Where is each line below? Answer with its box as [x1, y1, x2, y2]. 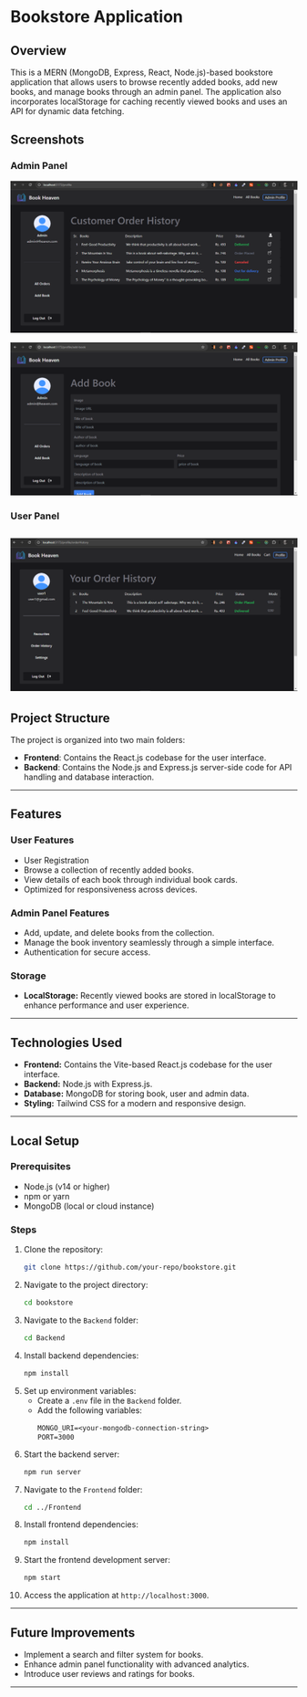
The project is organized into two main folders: [10, 735, 186, 746]
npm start [23, 1573, 62, 1583]
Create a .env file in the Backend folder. [36, 1395, 182, 1406]
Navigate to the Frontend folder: [23, 1483, 143, 1494]
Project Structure [10, 710, 110, 726]
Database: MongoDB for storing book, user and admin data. [23, 1088, 250, 1099]
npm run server [23, 1467, 82, 1476]
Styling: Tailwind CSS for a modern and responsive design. [23, 1098, 247, 1109]
